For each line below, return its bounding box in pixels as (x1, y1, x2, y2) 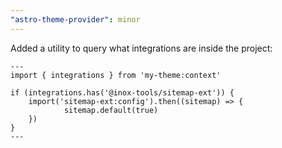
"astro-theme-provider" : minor (10, 14, 141, 25)
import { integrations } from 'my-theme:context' (10, 70, 222, 80)
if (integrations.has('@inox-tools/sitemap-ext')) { (10, 87, 235, 98)
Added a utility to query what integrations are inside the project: (10, 42, 273, 54)
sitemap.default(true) (63, 105, 159, 115)
